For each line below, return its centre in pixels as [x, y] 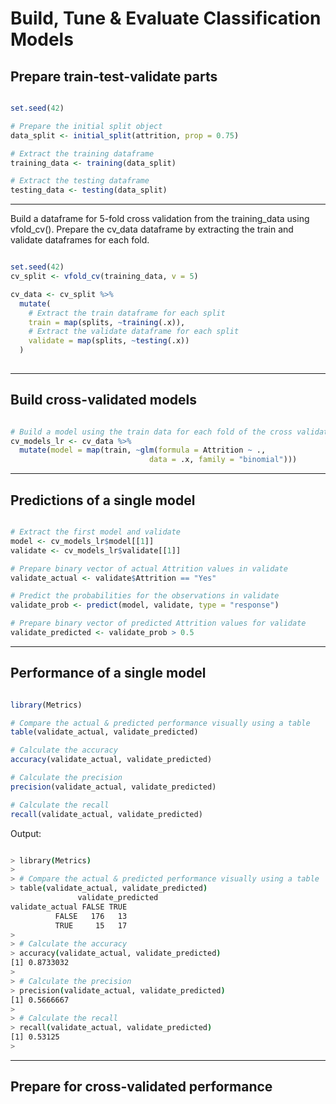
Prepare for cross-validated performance [141, 1087]
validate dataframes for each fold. [80, 240]
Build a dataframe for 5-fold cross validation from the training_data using [160, 219]
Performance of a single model [108, 673]
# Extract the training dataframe [82, 153]
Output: [26, 833]
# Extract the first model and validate [96, 532]
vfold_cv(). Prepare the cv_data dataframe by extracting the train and [152, 229]
